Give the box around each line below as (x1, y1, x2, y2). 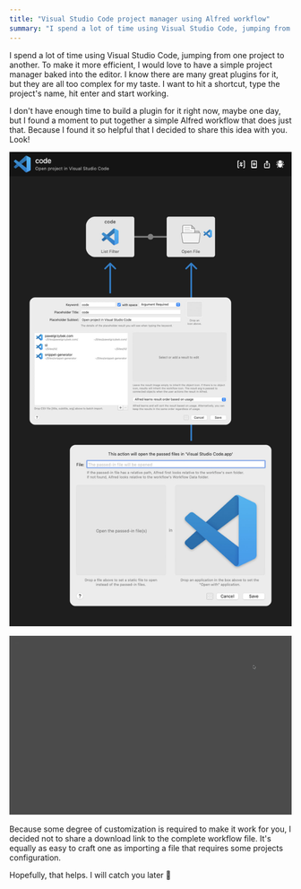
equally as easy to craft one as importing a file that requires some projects (9, 842, 284, 853)
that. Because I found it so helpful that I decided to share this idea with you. (9, 124, 288, 135)
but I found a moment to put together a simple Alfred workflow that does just (9, 115, 292, 126)
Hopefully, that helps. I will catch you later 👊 (9, 869, 172, 880)
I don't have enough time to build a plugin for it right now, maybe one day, (9, 105, 281, 116)
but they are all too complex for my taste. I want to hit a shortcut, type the (9, 78, 280, 89)
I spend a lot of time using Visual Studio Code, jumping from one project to (9, 49, 285, 60)
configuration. (9, 852, 61, 863)
